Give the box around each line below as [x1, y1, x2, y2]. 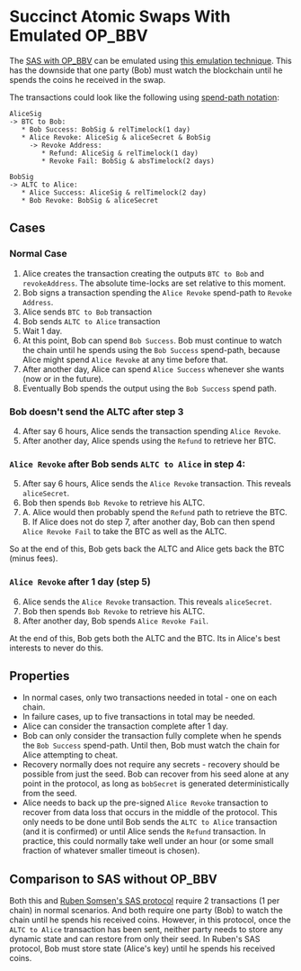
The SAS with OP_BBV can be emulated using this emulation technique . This [9, 55, 292, 66]
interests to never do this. [9, 642, 104, 653]
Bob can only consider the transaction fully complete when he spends [22, 731, 282, 741]
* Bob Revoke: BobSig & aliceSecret [21, 195, 159, 204]
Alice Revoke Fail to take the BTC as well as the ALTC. [22, 526, 227, 537]
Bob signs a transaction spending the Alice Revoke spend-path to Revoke [22, 286, 292, 298]
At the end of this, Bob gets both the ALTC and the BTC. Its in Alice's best [9, 632, 280, 643]
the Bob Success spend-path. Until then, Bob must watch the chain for [22, 740, 280, 751]
